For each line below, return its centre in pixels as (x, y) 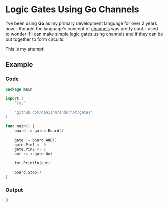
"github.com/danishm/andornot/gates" (54, 112)
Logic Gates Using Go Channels (72, 9)
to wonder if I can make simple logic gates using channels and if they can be (84, 34)
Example (19, 65)
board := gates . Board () (39, 131)
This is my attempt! (25, 49)
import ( (14, 98)
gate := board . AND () (36, 140)
